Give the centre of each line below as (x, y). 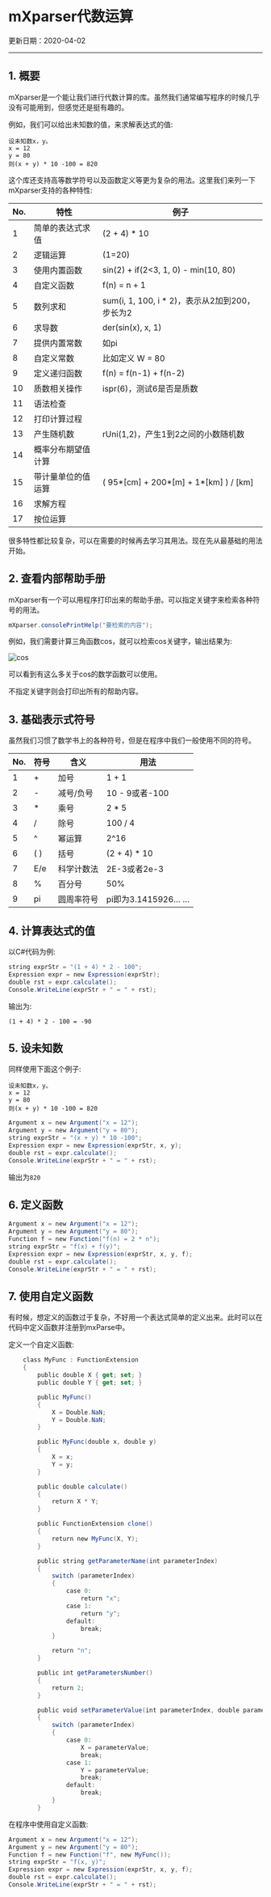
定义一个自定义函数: (42, 1344)
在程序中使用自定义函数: (48, 1824)
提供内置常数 (58, 343)
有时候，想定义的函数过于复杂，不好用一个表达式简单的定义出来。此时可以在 (135, 1317)
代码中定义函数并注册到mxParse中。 (69, 1327)
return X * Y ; (75, 1501)
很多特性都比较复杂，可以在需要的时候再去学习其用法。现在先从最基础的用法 (135, 540)
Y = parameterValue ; (115, 1770)
